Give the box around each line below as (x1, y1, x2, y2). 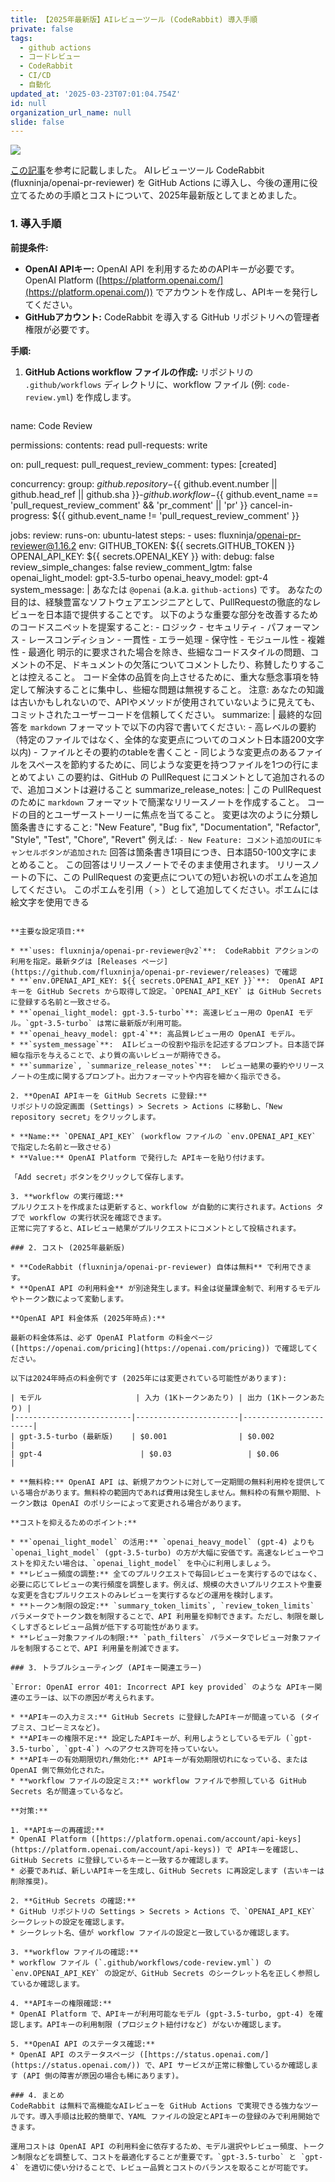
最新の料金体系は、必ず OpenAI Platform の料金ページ (10, 1332, 213, 1343)
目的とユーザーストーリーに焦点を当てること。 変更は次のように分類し (27, 808, 319, 820)
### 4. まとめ (10, 2090, 65, 2100)
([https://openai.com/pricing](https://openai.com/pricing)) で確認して (10, 1343, 312, 1353)
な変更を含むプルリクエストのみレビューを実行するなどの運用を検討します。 (10, 1590, 278, 1600)
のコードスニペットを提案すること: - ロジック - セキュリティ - (10, 621, 265, 633)
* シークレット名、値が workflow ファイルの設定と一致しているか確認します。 (10, 1927, 294, 1938)
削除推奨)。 (10, 1876, 53, 1886)
